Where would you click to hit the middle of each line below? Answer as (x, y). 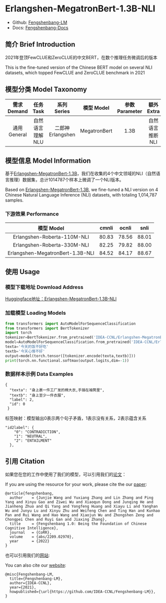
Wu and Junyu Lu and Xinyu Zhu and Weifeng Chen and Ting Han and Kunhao (83, 511)
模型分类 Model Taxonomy (46, 90)
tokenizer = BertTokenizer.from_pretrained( (49, 337)
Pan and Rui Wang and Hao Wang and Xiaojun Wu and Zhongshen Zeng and (79, 515)
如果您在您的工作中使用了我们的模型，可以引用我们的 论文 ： (66, 474)
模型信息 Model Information (48, 161)
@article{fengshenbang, (30, 493)
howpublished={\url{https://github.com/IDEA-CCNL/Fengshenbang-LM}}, (83, 592)
